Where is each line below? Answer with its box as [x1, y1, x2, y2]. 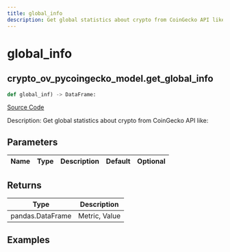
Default [105, 156, 131, 166]
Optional [136, 156, 166, 166]
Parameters [7, 136, 58, 148]
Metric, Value [78, 211, 121, 221]
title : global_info [7, 10, 63, 17]
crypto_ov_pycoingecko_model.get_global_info [7, 73, 214, 85]
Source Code [7, 103, 44, 111]
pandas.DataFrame [10, 211, 72, 221]
